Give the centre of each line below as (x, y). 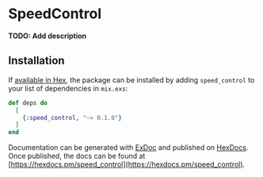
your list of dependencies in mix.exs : (68, 88)
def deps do (28, 103)
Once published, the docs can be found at (77, 156)
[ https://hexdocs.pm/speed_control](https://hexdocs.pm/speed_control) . (127, 164)
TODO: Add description (48, 36)
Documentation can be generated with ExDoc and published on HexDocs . (128, 148)
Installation (36, 61)
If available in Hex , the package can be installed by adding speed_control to (131, 79)
